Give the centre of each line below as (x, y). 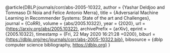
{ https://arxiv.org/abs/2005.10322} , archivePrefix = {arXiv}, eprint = (76, 29)
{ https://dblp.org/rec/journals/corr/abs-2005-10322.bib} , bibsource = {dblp (84, 39)
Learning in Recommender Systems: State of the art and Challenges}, (78, 18)
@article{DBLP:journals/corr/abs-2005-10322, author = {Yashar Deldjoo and (85, 7)
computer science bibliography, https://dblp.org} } (58, 45)
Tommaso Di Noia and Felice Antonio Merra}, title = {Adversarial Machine (82, 13)
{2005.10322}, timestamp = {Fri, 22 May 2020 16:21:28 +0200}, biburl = (80, 34)
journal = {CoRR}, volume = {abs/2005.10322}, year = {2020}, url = (75, 23)
